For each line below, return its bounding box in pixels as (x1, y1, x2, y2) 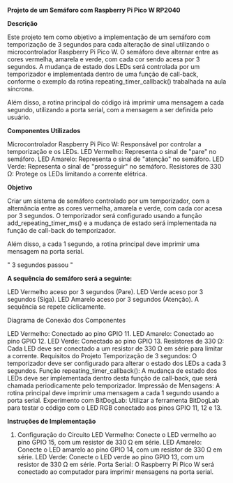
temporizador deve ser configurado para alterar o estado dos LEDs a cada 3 (7, 359, 227, 367)
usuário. (7, 113, 31, 121)
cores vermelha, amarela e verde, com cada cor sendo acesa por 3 (7, 55, 200, 63)
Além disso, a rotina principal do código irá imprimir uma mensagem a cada (7, 98, 225, 107)
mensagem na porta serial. (7, 247, 84, 255)
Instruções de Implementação (7, 417, 96, 425)
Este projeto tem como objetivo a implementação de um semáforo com (7, 33, 211, 41)
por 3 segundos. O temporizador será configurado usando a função (7, 212, 202, 220)
